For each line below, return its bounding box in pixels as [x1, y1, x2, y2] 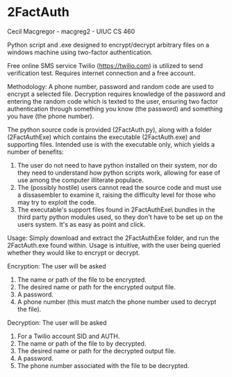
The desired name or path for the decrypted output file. [17, 346, 176, 355]
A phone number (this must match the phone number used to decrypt [17, 297, 217, 306]
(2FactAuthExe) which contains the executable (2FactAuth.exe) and [7, 133, 201, 141]
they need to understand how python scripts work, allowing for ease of [17, 168, 221, 177]
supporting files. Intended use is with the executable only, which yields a [7, 140, 215, 148]
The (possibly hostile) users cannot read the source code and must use [17, 183, 222, 191]
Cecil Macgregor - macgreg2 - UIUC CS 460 [7, 27, 135, 35]
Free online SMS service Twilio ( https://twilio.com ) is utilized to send [7, 61, 204, 70]
